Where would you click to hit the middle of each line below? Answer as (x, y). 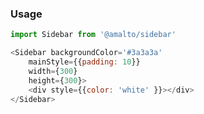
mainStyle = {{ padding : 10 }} (84, 62)
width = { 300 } (53, 71)
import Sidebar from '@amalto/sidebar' (93, 35)
